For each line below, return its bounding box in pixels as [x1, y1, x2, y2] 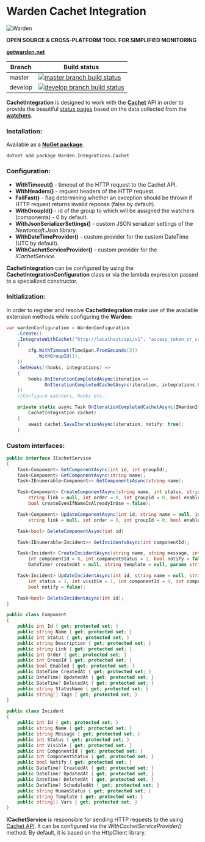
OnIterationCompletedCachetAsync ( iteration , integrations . [45, 381, 198, 388]
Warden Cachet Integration [6, 4, 146, 18]
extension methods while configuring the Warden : [6, 313, 133, 320]
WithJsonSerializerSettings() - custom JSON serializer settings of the [15, 220, 193, 227]
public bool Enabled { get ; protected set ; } [17, 663, 135, 669]
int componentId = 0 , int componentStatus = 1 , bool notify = [28, 556, 190, 562]
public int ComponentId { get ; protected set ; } [17, 748, 143, 754]
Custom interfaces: [6, 441, 65, 450]
